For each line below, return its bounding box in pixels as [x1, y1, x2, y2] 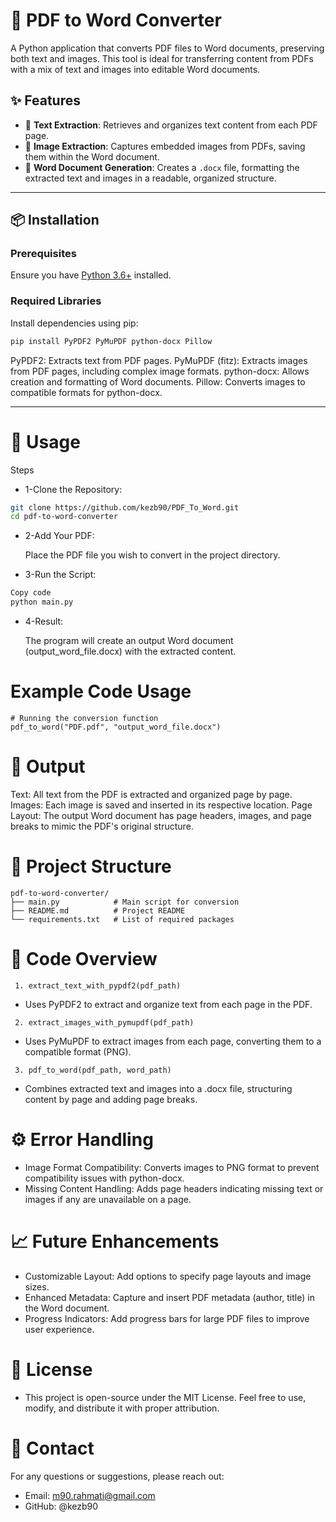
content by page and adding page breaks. [24, 1093, 198, 1105]
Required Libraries [10, 294, 102, 308]
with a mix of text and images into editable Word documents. [10, 63, 261, 75]
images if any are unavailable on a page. [24, 1193, 192, 1205]
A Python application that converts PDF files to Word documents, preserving [10, 42, 325, 54]
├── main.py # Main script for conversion [10, 897, 240, 907]
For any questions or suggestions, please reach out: [10, 1470, 225, 1482]
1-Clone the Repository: [24, 483, 123, 495]
